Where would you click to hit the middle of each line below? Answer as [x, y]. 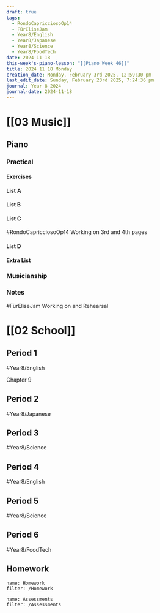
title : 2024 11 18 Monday [39, 69]
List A [14, 190]
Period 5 [23, 501]
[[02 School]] [41, 330]
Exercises [19, 176]
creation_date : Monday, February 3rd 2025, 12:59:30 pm [79, 75]
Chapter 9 [19, 380]
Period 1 [22, 353]
